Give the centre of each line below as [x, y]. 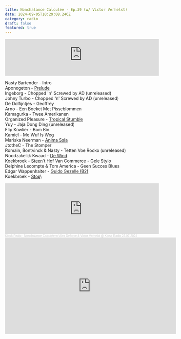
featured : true [20, 28]
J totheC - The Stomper [28, 145]
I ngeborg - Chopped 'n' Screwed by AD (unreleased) [58, 93]
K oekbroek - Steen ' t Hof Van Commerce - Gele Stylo [58, 161]
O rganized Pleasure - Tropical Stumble [44, 119]
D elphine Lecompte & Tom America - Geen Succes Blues [62, 166]
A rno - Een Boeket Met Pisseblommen [43, 109]
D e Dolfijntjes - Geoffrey [30, 104]
